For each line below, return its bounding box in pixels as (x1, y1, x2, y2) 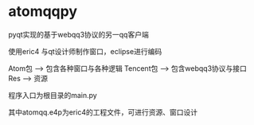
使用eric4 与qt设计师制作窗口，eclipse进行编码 (8, 46, 162, 56)
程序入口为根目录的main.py (8, 90, 97, 100)
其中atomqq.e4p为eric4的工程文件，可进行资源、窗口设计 (8, 107, 197, 117)
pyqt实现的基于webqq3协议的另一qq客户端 (8, 29, 149, 39)
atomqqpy (8, 2, 78, 21)
